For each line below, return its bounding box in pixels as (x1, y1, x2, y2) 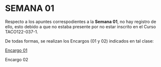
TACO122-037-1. (5, 29, 38, 34)
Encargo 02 (5, 56, 29, 62)
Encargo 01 (5, 47, 28, 53)
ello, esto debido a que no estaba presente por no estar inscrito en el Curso (5, 23, 156, 29)
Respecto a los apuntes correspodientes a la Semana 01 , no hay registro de (5, 19, 157, 24)
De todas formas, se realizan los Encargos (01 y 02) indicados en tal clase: (5, 38, 154, 44)
